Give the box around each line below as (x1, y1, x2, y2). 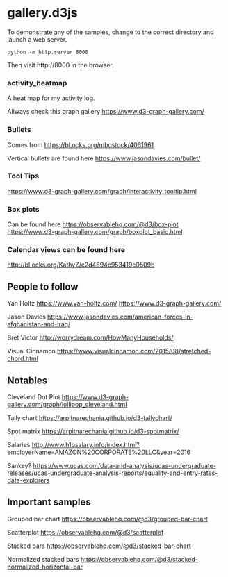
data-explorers (7, 476, 50, 485)
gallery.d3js (7, 5, 78, 21)
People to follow (7, 281, 79, 292)
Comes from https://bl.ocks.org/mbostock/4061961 (7, 140, 154, 149)
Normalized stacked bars (7, 555, 79, 563)
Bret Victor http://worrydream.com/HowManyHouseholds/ (7, 333, 174, 342)
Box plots (7, 204, 40, 214)
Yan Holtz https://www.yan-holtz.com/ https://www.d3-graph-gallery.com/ (7, 299, 222, 308)
